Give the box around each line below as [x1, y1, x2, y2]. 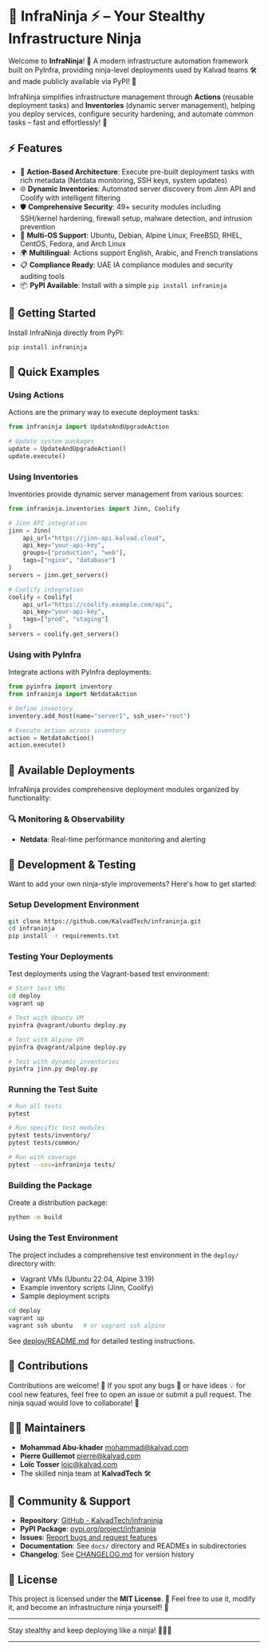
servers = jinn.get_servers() [8, 571, 109, 579]
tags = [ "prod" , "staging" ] [22, 616, 109, 624]
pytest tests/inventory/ [8, 1131, 91, 1140]
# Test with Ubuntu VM [8, 1014, 84, 1022]
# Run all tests [8, 1102, 62, 1110]
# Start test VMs [8, 985, 66, 993]
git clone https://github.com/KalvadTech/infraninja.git [8, 917, 202, 925]
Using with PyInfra [8, 649, 82, 660]
